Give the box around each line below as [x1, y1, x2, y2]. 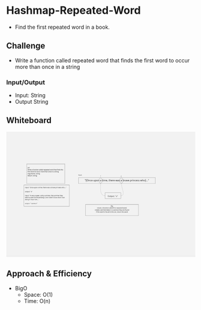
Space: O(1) [23, 291, 53, 298]
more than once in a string [14, 63, 80, 70]
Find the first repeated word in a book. [14, 23, 110, 31]
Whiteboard [6, 115, 52, 126]
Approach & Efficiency [6, 269, 92, 279]
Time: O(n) [23, 297, 51, 305]
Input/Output [6, 78, 45, 86]
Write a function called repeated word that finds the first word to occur [14, 56, 190, 64]
